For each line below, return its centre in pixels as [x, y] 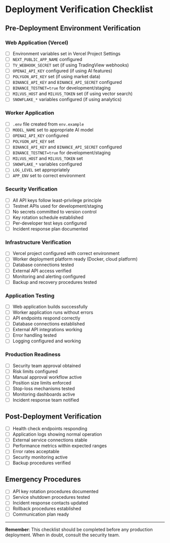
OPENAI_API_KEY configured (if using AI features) [62, 71]
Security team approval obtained [47, 365]
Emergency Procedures [43, 479]
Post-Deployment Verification [53, 416]
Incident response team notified [46, 400]
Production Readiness [33, 355]
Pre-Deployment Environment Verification [73, 28]
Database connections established [49, 324]
